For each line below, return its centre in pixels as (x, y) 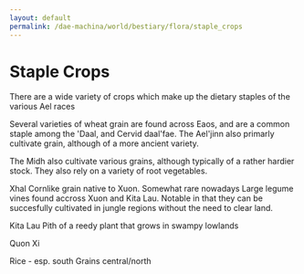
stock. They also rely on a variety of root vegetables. (109, 171)
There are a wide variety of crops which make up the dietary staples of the (150, 97)
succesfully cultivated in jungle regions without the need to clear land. (142, 208)
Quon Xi (25, 244)
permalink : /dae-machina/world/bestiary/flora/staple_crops (126, 26)
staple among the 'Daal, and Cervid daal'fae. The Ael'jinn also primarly (142, 134)
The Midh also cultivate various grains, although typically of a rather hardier (152, 162)
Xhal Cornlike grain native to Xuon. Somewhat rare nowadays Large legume (152, 189)
